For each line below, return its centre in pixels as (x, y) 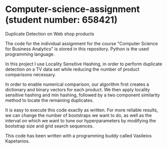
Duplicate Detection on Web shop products (50, 34)
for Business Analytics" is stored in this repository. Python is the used (77, 49)
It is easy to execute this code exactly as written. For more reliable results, (82, 110)
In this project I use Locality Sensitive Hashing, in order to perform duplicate (84, 64)
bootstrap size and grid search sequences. (49, 126)
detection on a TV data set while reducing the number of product (72, 69)
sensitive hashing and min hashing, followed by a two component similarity (83, 95)
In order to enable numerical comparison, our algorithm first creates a (77, 84)
